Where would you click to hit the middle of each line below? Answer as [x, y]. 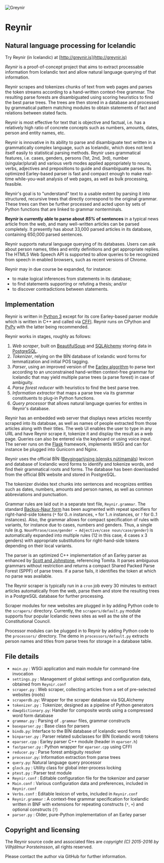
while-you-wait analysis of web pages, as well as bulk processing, [82, 179]
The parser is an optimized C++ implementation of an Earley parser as [76, 555]
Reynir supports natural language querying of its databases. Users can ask [80, 244]
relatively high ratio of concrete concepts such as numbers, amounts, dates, [82, 127]
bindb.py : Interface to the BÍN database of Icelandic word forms [76, 731]
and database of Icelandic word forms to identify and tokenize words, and [80, 464]
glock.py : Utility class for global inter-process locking [67, 767]
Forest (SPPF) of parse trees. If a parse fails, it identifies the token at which [81, 571]
